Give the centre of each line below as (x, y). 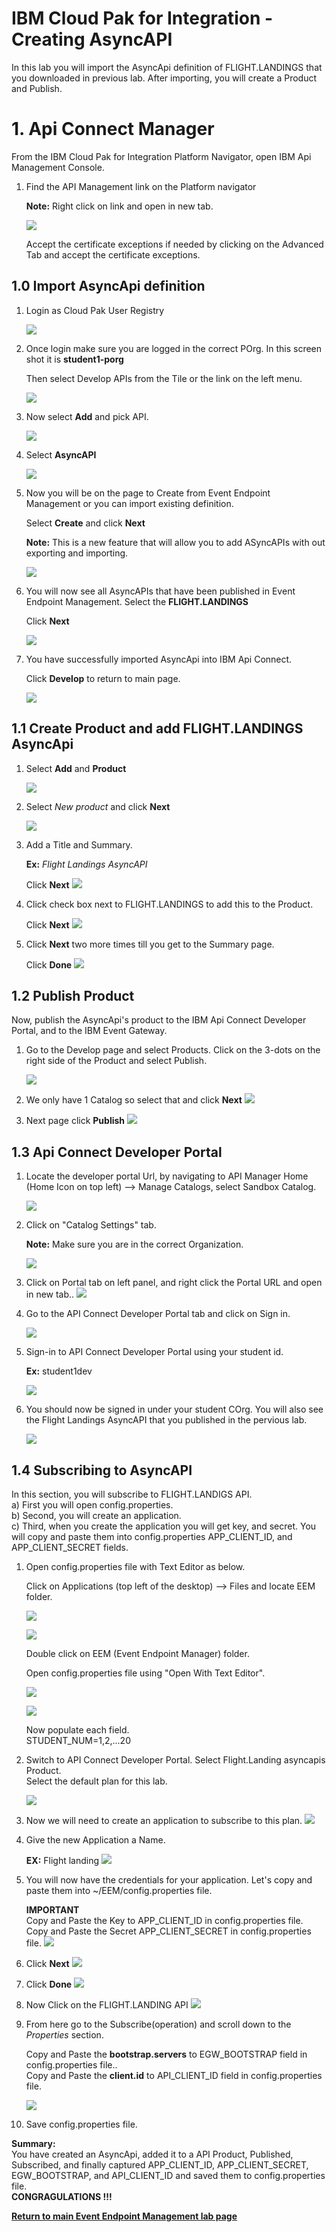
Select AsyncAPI (61, 454)
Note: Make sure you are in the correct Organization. (134, 1244)
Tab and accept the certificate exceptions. (113, 254)
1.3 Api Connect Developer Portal (117, 1152)
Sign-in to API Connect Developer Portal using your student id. (154, 1352)
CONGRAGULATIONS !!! (62, 2196)
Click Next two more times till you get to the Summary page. (150, 944)
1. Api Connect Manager (113, 129)
